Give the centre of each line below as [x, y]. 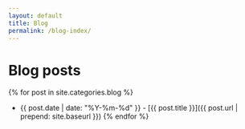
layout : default [35, 16]
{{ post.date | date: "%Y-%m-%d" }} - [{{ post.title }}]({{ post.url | [129, 108]
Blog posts [45, 70]
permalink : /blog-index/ [50, 30]
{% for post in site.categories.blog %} [71, 92]
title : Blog [28, 23]
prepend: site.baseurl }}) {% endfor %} [84, 116]
